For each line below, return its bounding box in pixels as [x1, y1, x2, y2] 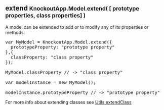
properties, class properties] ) [5, 12, 86, 19]
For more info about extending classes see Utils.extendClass [5, 99, 132, 105]
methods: [5, 29, 25, 35]
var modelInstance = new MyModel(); [5, 79, 96, 85]
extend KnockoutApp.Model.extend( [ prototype [5, 4, 139, 13]
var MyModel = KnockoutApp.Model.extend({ [5, 39, 112, 45]
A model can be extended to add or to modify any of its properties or [5, 24, 149, 30]
